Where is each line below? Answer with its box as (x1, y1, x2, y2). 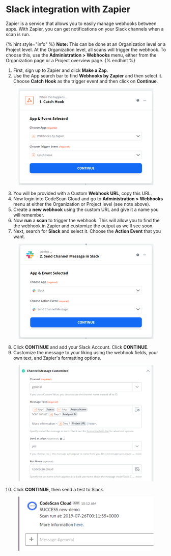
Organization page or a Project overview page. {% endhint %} (6, 57, 136, 63)
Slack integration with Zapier (6, 4, 131, 15)
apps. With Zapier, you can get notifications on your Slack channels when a (6, 25, 164, 32)
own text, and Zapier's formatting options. (13, 355, 101, 361)
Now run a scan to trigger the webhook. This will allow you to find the (13, 217, 160, 223)
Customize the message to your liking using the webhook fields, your (13, 349, 158, 355)
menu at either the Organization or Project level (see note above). (13, 201, 151, 207)
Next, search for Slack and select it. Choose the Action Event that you (13, 228, 161, 234)
